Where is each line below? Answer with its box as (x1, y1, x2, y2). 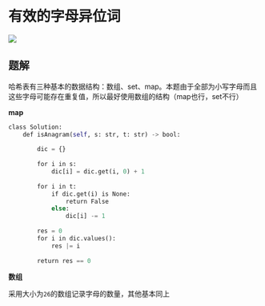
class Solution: (8, 123, 62, 131)
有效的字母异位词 (8, 7, 122, 26)
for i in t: (37, 182, 78, 190)
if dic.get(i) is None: (50, 189, 130, 198)
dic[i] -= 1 (65, 213, 106, 221)
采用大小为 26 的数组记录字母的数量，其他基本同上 (8, 289, 171, 299)
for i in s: (37, 161, 78, 169)
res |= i (50, 241, 81, 250)
